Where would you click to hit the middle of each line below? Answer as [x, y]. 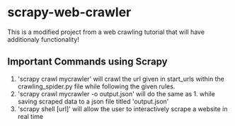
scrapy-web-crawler [69, 12]
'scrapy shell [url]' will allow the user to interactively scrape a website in [122, 109]
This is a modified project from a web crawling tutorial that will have [106, 32]
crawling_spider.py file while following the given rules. [96, 86]
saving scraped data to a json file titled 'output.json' [93, 101]
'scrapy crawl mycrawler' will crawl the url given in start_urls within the [121, 79]
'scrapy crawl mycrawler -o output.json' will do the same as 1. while [116, 93]
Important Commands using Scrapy [87, 62]
